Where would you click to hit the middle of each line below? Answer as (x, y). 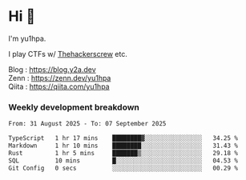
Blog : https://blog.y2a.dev (52, 69)
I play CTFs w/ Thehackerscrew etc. (68, 54)
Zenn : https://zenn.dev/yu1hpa (60, 78)
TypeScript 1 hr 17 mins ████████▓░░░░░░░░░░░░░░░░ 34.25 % (123, 138)
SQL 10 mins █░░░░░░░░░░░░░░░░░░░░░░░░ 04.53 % (123, 160)
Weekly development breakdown (74, 107)
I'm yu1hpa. (27, 38)
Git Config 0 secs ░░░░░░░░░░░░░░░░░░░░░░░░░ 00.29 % (123, 168)
